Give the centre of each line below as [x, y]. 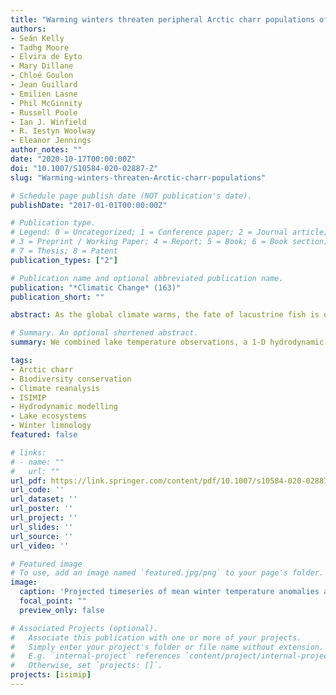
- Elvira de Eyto [46, 57]
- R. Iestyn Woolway [53, 131]
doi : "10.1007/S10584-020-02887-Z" [84, 168]
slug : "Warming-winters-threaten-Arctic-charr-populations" [138, 177]
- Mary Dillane [42, 66]
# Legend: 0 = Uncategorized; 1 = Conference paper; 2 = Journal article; [169, 232]
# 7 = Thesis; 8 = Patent [64, 251]
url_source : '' [42, 536]
